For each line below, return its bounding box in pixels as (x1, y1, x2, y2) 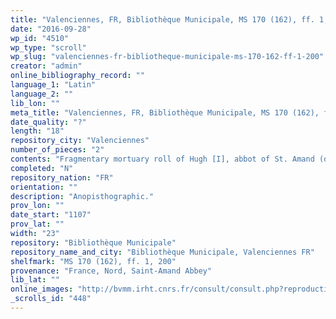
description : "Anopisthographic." (10, 191, 155, 201)
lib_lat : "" (10, 275, 60, 285)
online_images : (10, 284, 74, 295)
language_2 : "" (10, 89, 74, 99)
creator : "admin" (10, 61, 83, 71)
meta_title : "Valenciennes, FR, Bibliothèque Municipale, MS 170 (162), (10, 107, 320, 118)
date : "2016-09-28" (10, 24, 92, 34)
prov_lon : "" (10, 201, 65, 211)
